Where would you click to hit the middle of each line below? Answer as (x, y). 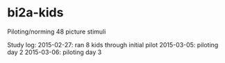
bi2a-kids (35, 13)
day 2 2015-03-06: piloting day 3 (55, 52)
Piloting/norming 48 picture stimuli (57, 32)
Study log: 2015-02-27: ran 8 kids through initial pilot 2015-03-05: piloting (113, 45)
